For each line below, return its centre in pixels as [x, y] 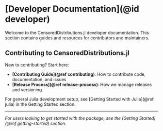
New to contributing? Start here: [37, 65]
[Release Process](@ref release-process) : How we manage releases [82, 84]
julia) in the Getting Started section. [41, 104]
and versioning [27, 90]
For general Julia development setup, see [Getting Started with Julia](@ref [80, 99]
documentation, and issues [39, 79]
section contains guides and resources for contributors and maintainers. [77, 38]
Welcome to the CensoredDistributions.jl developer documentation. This [77, 33]
